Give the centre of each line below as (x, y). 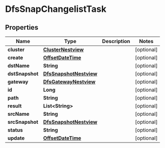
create (15, 58)
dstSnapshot (23, 74)
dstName (19, 66)
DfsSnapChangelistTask (56, 9)
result (15, 106)
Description (116, 41)
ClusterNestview (63, 49)
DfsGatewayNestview (69, 82)
